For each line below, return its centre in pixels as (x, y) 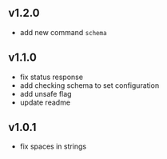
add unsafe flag (46, 93)
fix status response (52, 77)
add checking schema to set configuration (89, 85)
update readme (45, 102)
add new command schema (63, 32)
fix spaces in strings (53, 146)
